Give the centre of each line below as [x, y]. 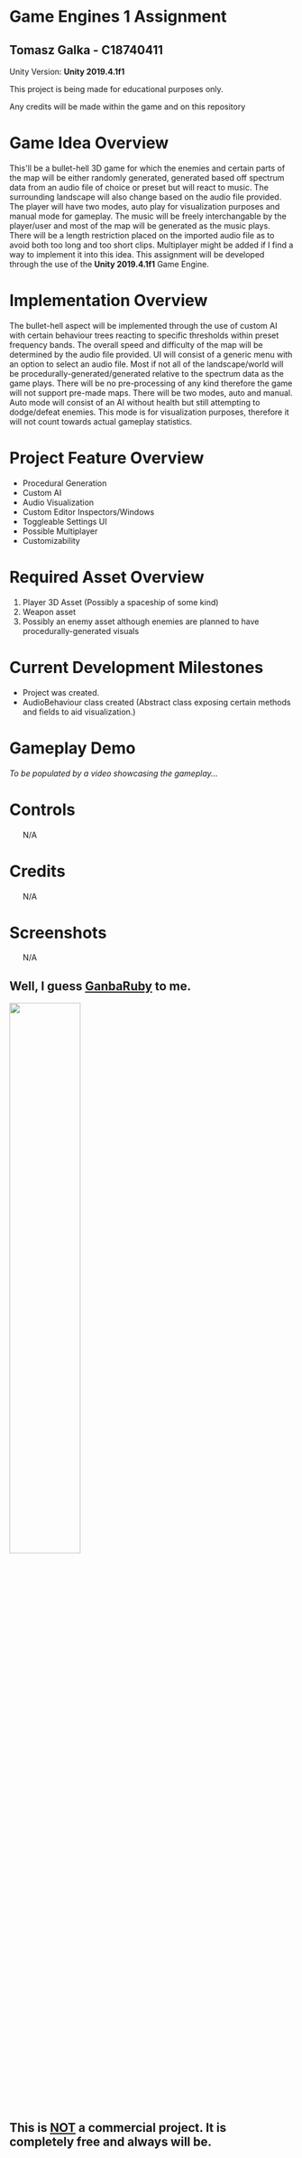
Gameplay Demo [73, 748]
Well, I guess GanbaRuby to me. [101, 986]
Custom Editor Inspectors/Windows [88, 511]
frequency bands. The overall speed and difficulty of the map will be [136, 344]
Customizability [51, 540]
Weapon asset [49, 612]
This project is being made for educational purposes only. [116, 89]
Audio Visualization [58, 502]
